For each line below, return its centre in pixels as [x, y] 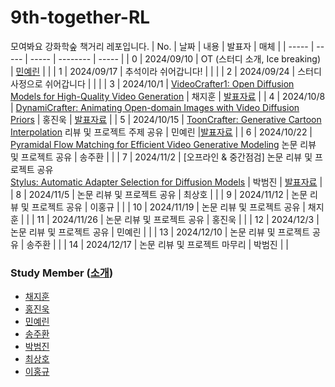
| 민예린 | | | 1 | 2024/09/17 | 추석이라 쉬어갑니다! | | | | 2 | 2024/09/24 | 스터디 [166, 71]
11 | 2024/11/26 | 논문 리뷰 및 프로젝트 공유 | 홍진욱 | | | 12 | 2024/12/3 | [178, 219]
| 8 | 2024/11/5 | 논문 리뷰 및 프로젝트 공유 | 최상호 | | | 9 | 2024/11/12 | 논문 [159, 194]
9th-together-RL [80, 17]
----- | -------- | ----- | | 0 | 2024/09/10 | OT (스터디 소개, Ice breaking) [175, 58]
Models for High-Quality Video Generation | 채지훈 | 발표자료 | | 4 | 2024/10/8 [168, 96]
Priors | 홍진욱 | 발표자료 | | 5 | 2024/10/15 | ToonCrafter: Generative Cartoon [166, 119]
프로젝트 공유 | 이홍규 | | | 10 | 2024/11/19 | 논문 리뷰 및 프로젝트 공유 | [168, 207]
